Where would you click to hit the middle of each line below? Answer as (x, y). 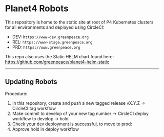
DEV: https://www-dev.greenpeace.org (50, 37)
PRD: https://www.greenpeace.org (46, 47)
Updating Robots (31, 82)
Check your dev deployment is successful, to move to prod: (72, 124)
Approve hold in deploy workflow (45, 129)
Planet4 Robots (37, 9)
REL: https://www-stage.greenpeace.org (52, 42)
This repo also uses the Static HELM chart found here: (59, 56)
